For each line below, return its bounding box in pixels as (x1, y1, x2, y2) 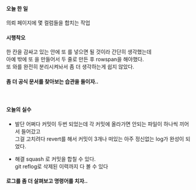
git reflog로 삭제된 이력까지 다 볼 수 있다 (14, 163, 109, 170)
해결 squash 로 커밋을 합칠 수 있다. (14, 155, 96, 163)
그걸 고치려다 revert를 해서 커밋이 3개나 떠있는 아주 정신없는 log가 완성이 (14, 135, 184, 142)
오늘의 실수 (6, 106, 31, 113)
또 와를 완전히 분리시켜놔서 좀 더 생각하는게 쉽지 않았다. (6, 63, 135, 70)
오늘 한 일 (6, 5, 29, 12)
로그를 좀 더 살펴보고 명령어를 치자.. (6, 177, 88, 185)
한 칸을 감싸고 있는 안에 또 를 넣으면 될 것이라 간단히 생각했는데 (6, 48, 152, 55)
